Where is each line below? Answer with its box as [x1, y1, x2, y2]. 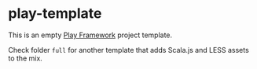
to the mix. [8, 53, 43, 63]
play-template [8, 5, 102, 22]
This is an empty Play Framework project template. [8, 30, 173, 40]
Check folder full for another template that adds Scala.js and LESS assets [8, 45, 249, 54]
